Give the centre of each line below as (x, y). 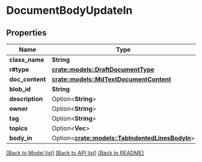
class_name (27, 60)
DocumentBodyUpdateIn (69, 11)
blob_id (20, 89)
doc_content (28, 79)
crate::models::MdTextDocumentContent (112, 79)
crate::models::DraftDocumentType (103, 70)
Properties (26, 33)
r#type (19, 70)
